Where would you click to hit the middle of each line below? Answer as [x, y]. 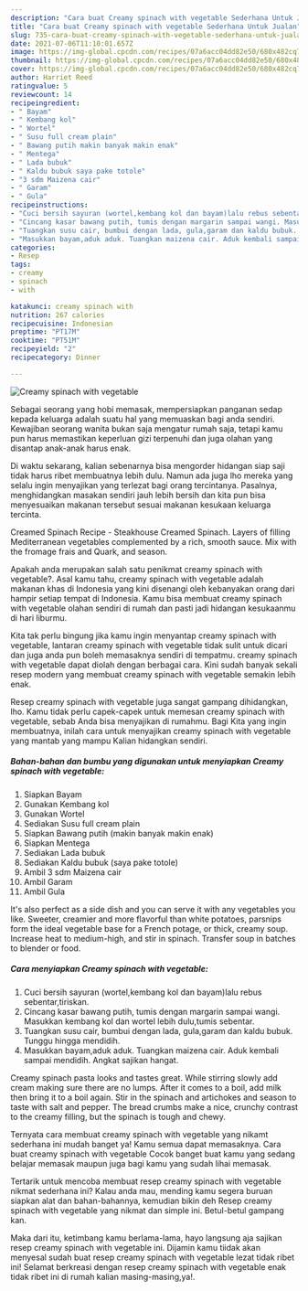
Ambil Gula [44, 891]
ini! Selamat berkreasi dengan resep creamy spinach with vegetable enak [149, 1266]
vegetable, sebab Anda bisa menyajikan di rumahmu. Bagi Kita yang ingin [149, 721]
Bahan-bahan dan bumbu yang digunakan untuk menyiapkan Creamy [147, 762]
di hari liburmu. [39, 617]
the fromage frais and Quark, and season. [89, 551]
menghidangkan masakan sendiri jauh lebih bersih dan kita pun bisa [138, 495]
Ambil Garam [48, 881]
